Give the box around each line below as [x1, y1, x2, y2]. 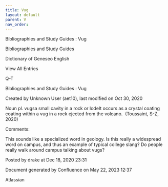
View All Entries [5, 66, 38, 72]
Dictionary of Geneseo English [5, 56, 70, 62]
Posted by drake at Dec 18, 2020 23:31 [5, 157, 87, 163]
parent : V [5, 17, 27, 22]
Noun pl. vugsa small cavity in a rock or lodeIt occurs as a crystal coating [5, 106, 160, 112]
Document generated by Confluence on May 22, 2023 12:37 [5, 167, 132, 173]
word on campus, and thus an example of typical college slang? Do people [5, 141, 163, 148]
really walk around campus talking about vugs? [5, 147, 105, 153]
